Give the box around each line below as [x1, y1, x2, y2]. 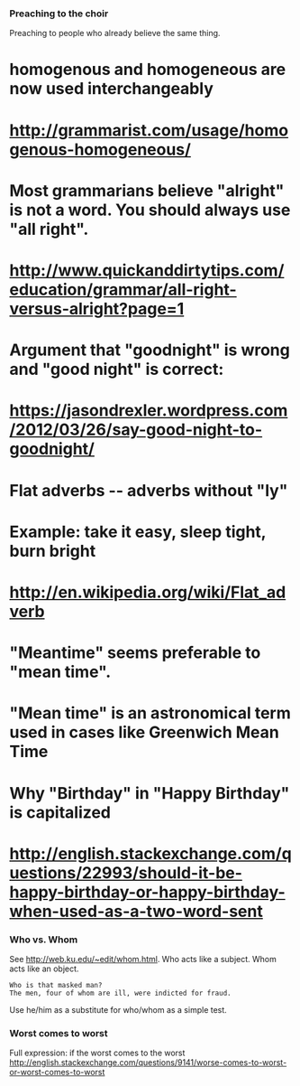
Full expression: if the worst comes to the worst [9, 1047, 186, 1059]
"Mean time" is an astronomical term [9, 703, 291, 724]
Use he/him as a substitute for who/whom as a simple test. [9, 1005, 227, 1016]
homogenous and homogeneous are [9, 60, 286, 80]
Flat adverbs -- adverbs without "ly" [9, 480, 288, 501]
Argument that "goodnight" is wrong [9, 340, 290, 360]
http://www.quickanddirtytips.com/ [9, 260, 285, 281]
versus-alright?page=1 [9, 299, 185, 319]
